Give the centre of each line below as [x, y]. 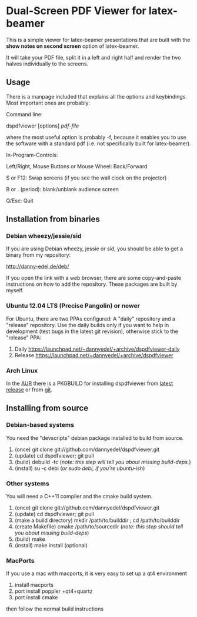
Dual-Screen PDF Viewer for [76, 11]
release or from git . [29, 390]
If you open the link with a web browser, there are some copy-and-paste [94, 278]
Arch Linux [22, 370]
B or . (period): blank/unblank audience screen [63, 189]
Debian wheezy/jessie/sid [44, 236]
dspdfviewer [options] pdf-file [43, 126]
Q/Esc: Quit [20, 200]
